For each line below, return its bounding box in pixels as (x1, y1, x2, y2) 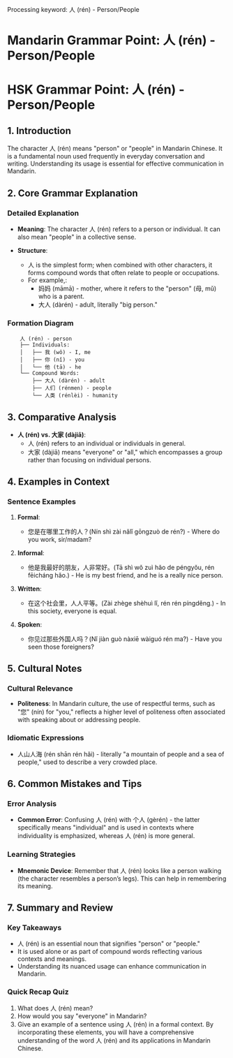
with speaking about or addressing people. (17, 716, 141, 724)
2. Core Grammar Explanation (7, 187, 138, 199)
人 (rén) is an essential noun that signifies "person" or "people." (17, 939, 200, 948)
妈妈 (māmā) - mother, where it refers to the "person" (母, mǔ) (38, 284, 217, 293)
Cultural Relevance (7, 683, 73, 693)
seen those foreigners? (27, 642, 94, 651)
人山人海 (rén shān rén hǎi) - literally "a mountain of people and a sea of (17, 749, 225, 758)
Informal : (17, 548, 45, 557)
